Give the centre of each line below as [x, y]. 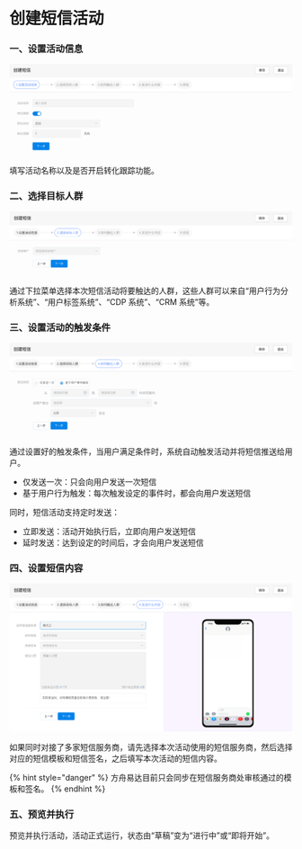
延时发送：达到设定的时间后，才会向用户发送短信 [113, 542]
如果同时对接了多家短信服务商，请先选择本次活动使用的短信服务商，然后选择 [151, 747]
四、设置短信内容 [46, 567]
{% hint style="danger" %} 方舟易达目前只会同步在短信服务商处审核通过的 [147, 778]
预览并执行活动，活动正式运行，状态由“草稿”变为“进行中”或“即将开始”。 [142, 836]
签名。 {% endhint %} [65, 789]
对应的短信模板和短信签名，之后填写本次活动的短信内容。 [115, 759]
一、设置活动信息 [46, 49]
